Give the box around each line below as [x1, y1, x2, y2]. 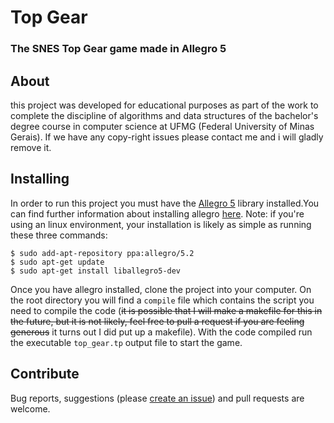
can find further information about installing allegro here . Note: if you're [10, 207, 305, 220]
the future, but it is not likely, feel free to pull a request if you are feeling [10, 315, 305, 327]
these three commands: [10, 229, 108, 241]
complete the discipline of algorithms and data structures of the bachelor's [10, 109, 319, 121]
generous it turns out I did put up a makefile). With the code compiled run [10, 326, 313, 338]
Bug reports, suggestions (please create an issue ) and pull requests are [10, 392, 305, 404]
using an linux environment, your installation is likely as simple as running [10, 218, 312, 230]
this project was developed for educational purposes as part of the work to [10, 99, 319, 111]
